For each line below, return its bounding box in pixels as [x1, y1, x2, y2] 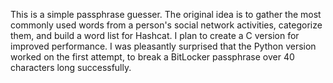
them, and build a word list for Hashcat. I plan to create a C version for [10, 30, 300, 41]
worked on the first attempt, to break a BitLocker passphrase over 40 [10, 51, 295, 63]
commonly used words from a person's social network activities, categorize [10, 19, 323, 31]
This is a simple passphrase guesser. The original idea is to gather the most [10, 9, 322, 20]
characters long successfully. [10, 62, 132, 73]
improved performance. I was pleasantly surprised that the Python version [10, 40, 317, 52]
